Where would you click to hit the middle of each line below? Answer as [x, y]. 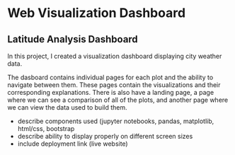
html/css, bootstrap [46, 128]
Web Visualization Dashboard [97, 13]
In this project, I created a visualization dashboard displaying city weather [115, 56]
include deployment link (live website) [73, 144]
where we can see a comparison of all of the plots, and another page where [118, 100]
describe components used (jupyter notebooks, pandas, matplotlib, [116, 121]
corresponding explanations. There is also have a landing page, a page [111, 92]
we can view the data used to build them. [67, 107]
